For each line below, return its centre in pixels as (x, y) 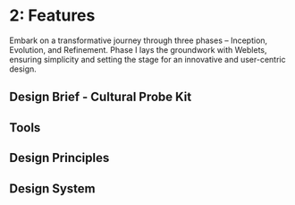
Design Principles (59, 158)
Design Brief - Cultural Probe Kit (101, 97)
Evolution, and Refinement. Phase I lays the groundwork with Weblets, (138, 49)
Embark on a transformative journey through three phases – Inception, (139, 40)
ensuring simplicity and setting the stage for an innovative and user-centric (147, 59)
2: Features (52, 16)
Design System (52, 188)
